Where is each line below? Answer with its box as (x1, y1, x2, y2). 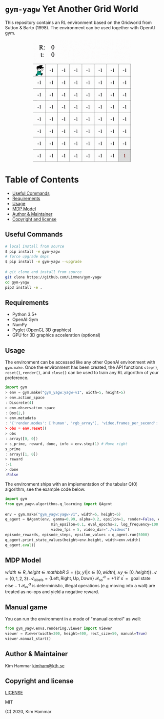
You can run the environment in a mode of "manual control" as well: (5, 616, 141, 622)
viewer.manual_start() (5, 636, 51, 641)
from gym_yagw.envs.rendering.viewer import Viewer (5, 626, 112, 631)
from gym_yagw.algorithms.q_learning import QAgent (5, 501, 112, 506)
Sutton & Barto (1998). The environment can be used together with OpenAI (5, 24, 155, 30)
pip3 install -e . (5, 285, 42, 290)
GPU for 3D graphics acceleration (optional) (12, 332, 101, 338)
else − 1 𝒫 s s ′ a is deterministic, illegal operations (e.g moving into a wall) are (5, 581, 155, 590)
